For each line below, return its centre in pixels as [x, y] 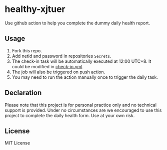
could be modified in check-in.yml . [47, 66]
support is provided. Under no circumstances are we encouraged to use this [83, 110]
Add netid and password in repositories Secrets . [61, 56]
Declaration [23, 93]
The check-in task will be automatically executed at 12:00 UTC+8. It [81, 61]
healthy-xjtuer [35, 9]
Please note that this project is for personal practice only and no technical [81, 105]
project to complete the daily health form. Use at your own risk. [70, 115]
